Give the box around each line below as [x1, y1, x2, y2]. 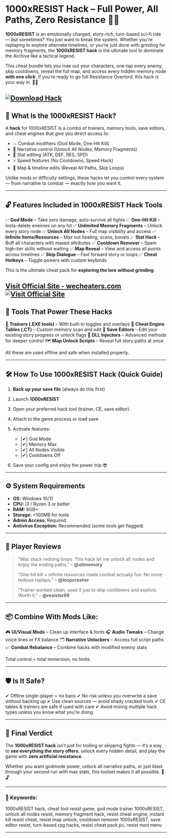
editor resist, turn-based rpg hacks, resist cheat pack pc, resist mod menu [5, 822, 162, 828]
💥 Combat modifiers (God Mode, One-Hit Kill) [12, 141, 110, 147]
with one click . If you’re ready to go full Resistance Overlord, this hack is [5, 73, 159, 80]
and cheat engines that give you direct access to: [5, 130, 110, 137]
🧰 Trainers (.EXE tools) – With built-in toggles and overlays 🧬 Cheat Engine [5, 321, 165, 327]
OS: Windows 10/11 [12, 495, 53, 501]
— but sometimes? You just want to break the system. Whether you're [5, 36, 153, 43]
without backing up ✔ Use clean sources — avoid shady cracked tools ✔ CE [5, 698, 166, 705]
